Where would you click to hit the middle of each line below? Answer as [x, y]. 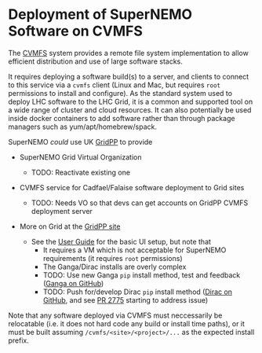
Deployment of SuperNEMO [100, 15]
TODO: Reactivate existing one [81, 172]
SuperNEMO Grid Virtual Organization [80, 157]
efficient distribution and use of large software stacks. [95, 61]
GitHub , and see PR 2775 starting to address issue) [126, 300]
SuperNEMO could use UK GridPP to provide [80, 142]
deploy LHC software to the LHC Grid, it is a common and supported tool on [131, 101]
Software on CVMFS [76, 31]
